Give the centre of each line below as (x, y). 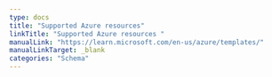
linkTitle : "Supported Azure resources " (87, 34)
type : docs (29, 17)
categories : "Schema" (49, 58)
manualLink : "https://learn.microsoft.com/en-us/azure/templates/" (137, 42)
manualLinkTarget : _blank (57, 50)
